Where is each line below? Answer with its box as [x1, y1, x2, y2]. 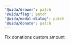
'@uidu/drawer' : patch [4, 7, 51, 12]
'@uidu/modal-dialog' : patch [4, 16, 65, 21]
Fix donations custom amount [4, 34, 65, 40]
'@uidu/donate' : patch [4, 21, 51, 26]
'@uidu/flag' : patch [4, 12, 47, 17]
